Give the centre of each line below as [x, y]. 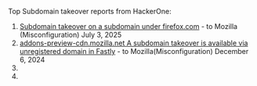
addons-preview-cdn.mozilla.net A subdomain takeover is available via [134, 43]
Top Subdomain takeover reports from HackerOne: [90, 11]
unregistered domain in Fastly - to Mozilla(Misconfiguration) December [134, 51]
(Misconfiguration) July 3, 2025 [71, 35]
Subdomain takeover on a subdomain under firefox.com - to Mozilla [128, 26]
